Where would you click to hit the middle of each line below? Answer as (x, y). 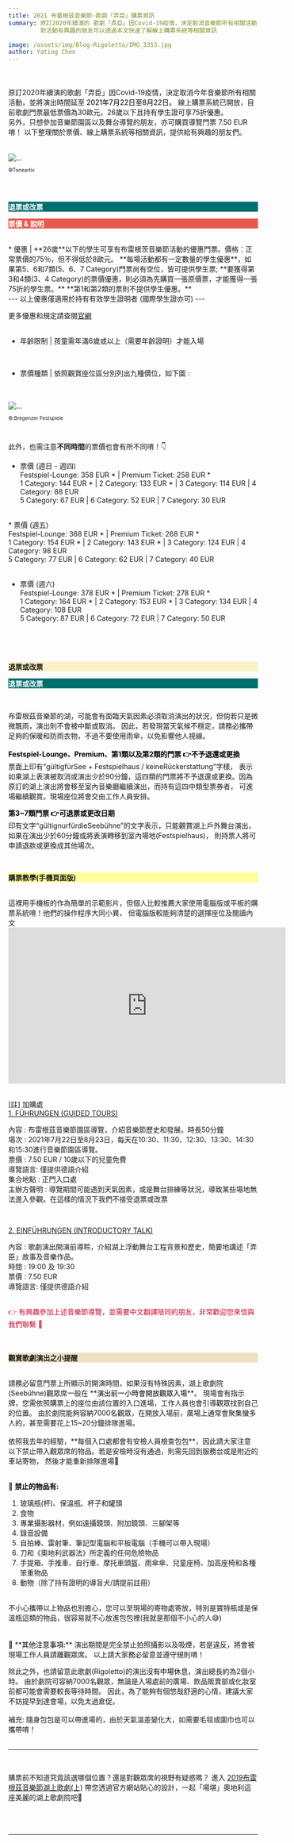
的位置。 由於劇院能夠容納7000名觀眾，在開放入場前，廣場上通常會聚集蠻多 (132, 1413)
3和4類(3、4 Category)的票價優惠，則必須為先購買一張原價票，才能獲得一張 (133, 279)
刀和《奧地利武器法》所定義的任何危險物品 (89, 1553)
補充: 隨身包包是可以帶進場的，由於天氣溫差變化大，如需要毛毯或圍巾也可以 (132, 1720)
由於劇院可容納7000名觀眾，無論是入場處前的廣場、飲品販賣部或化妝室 (140, 1681)
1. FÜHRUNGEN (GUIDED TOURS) (63, 1114)
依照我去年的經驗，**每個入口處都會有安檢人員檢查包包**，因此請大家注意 (130, 1441)
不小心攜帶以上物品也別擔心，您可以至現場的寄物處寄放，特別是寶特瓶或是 (130, 1608)
